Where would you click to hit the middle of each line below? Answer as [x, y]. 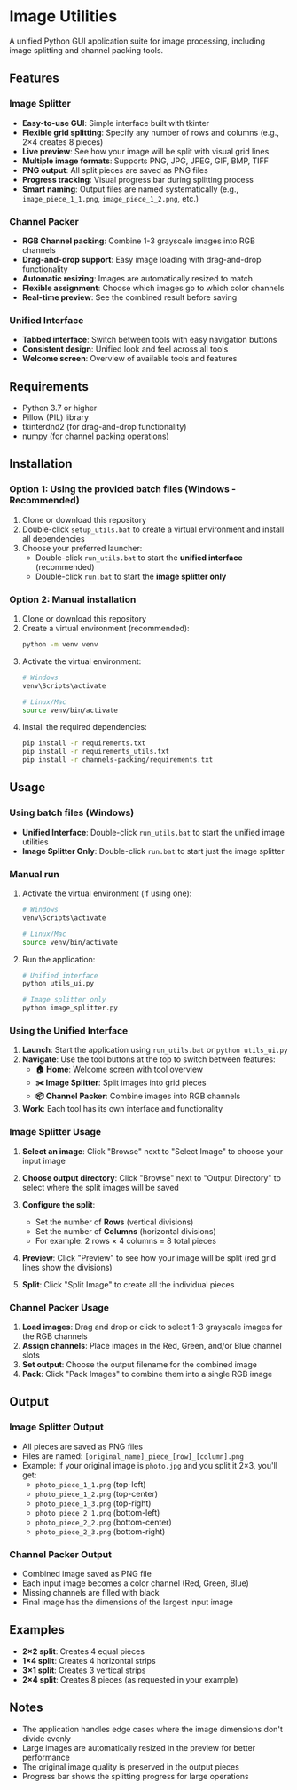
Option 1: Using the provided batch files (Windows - [123, 489]
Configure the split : [59, 1204]
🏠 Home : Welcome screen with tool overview [119, 1069]
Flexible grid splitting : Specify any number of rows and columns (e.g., [150, 132]
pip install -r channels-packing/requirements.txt [117, 760]
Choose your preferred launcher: [82, 548]
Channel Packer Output [61, 1554]
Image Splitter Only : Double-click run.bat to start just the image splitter [153, 851]
